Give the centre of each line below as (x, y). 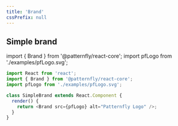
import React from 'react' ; (41, 73)
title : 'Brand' (25, 12)
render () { (25, 101)
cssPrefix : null (26, 17)
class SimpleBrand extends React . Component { (64, 95)
